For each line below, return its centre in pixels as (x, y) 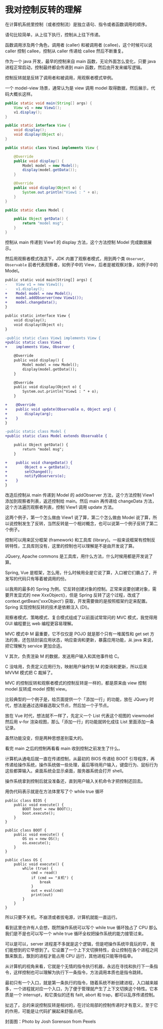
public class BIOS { (26, 801)
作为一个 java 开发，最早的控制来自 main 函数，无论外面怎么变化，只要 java (81, 61)
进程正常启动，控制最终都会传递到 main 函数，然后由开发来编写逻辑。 (75, 67)
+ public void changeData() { (39, 463)
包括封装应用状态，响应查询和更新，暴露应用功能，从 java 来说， (91, 640)
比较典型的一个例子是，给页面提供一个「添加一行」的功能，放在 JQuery (77, 699)
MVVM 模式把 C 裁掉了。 (30, 673)
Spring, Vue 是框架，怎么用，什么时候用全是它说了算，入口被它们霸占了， (79, 573)
